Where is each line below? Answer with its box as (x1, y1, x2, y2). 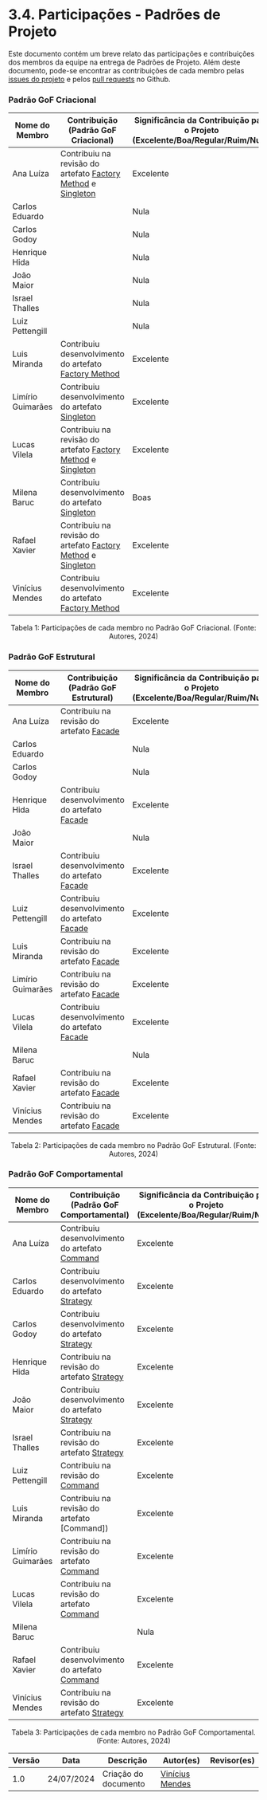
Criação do (102, 1768, 144, 1779)
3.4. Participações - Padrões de (8, 6, 221, 24)
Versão (12, 1755, 41, 1766)
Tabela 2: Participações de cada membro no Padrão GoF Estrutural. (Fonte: (10, 1140, 257, 1150)
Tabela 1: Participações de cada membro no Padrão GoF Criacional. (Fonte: (10, 623, 257, 633)
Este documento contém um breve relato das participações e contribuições (8, 49, 255, 58)
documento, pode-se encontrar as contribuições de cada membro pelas (8, 65, 245, 75)
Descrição (107, 1755, 148, 1766)
